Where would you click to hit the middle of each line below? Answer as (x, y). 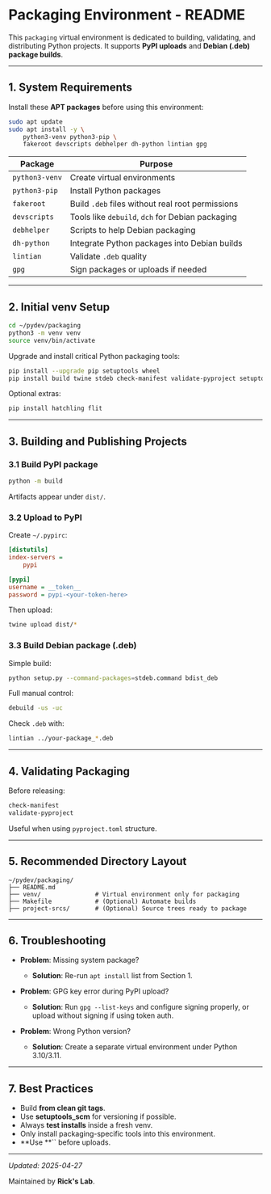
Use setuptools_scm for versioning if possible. (98, 1116)
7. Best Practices (51, 1089)
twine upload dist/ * (43, 625)
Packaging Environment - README (127, 15)
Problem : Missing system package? (79, 960)
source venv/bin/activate (52, 340)
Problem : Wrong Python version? (75, 1032)
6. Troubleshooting (57, 941)
